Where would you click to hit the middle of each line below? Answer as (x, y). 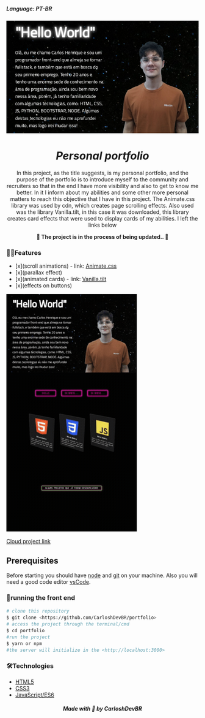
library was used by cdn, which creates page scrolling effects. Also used (103, 205)
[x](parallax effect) (39, 273)
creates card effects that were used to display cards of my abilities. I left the (103, 218)
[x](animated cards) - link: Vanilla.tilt (61, 279)
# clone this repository (38, 611)
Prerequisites (32, 561)
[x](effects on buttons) (43, 285)
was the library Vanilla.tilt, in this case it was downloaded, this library (103, 212)
